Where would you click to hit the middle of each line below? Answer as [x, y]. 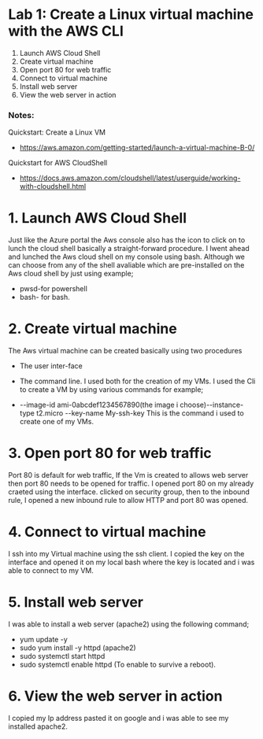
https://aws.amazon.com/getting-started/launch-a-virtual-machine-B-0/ [137, 148]
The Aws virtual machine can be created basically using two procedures [125, 351]
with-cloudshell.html [53, 187]
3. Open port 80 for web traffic [110, 453]
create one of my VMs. [57, 422]
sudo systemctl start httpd [62, 656]
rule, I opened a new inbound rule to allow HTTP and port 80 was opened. [128, 501]
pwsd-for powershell [54, 289]
